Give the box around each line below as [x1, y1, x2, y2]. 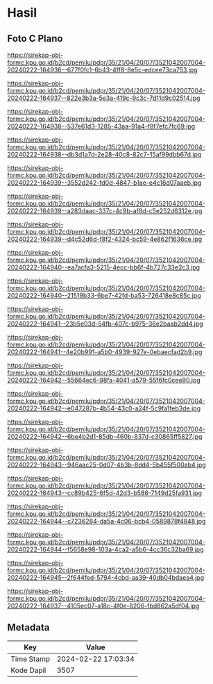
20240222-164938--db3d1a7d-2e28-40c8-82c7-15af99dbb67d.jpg [7, 151, 202, 158]
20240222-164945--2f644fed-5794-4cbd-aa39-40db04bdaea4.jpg [7, 574, 205, 581]
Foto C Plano [7, 33, 63, 44]
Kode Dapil [10, 665, 46, 675]
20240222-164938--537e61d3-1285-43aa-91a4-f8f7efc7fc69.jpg [7, 122, 196, 130]
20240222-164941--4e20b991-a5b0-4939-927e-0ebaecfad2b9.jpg [7, 348, 203, 356]
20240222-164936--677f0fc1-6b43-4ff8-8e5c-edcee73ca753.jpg [7, 66, 198, 74]
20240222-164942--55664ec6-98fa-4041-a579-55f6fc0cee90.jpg [7, 376, 201, 384]
